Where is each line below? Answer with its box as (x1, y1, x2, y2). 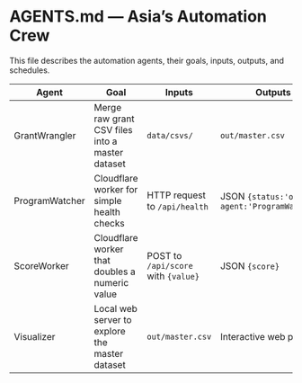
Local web (93, 302, 138, 315)
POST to (147, 249, 182, 262)
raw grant (93, 112, 135, 125)
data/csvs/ (147, 130, 193, 140)
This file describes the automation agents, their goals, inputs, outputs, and (9, 55, 285, 66)
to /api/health (147, 200, 209, 212)
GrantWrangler (13, 129, 76, 141)
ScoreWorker (13, 259, 69, 272)
